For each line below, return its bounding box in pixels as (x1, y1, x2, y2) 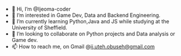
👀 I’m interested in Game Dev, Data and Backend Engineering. (11, 12, 161, 19)
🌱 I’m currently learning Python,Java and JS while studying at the (11, 18, 170, 24)
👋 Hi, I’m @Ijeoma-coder (11, 6, 71, 12)
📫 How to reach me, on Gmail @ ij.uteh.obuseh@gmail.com (11, 43, 155, 50)
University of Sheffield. (11, 24, 67, 31)
